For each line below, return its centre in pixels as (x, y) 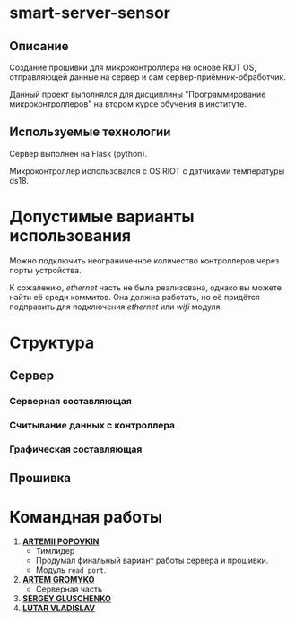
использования (70, 236)
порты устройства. (46, 270)
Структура (52, 342)
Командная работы (86, 517)
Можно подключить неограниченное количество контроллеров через (144, 260)
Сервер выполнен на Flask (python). (78, 153)
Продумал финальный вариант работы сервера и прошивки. (152, 561)
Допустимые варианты (102, 217)
